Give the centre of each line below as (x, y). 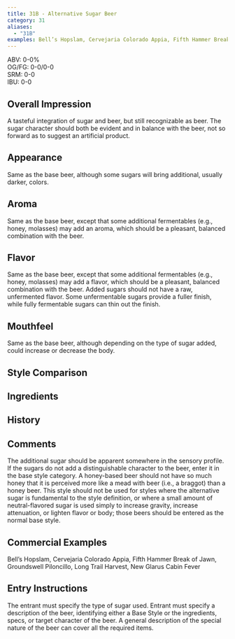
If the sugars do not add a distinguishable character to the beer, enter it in (113, 468)
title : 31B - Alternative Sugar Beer (62, 14)
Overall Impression (49, 104)
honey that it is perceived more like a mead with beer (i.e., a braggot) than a (116, 483)
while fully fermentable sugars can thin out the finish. (84, 304)
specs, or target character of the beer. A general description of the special (114, 620)
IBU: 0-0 (20, 82)
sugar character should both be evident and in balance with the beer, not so (116, 128)
